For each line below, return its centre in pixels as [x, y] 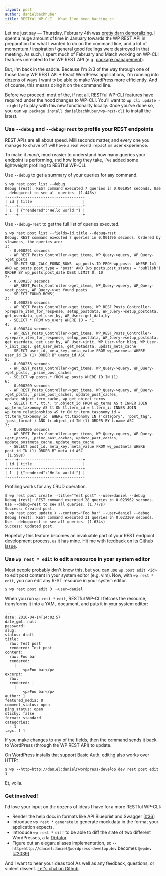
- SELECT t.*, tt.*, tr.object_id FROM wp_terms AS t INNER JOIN [79, 403]
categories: [17, 722]
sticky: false [20, 713]
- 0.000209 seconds [30, 386]
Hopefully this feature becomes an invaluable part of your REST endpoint [80, 535]
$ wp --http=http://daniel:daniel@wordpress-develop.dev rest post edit [82, 769]
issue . [11, 546]
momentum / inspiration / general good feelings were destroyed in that [77, 49]
